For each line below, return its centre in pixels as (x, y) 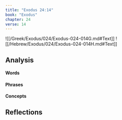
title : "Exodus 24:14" (29, 10)
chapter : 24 (18, 19)
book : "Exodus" (21, 15)
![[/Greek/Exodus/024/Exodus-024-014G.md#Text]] (60, 39)
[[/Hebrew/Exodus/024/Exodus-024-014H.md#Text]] (61, 44)
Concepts (16, 96)
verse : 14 (16, 24)
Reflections (24, 112)
